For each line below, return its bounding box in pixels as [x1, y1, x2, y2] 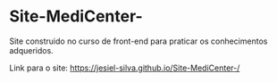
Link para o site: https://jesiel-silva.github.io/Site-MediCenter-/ [9, 62, 240, 73]
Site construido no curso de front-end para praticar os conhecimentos [9, 36, 268, 46]
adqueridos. [9, 45, 54, 55]
